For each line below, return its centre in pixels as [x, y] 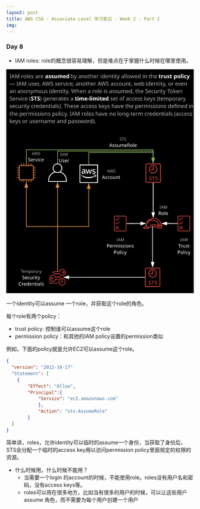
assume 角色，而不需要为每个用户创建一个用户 [81, 499]
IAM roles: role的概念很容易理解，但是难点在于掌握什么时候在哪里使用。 [103, 60]
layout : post [22, 13]
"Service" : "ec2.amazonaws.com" [78, 399]
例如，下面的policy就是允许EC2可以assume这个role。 [72, 349]
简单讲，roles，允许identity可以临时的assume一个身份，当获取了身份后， [96, 442]
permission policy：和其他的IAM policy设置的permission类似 [89, 336]
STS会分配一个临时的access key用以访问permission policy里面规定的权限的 [99, 449]
